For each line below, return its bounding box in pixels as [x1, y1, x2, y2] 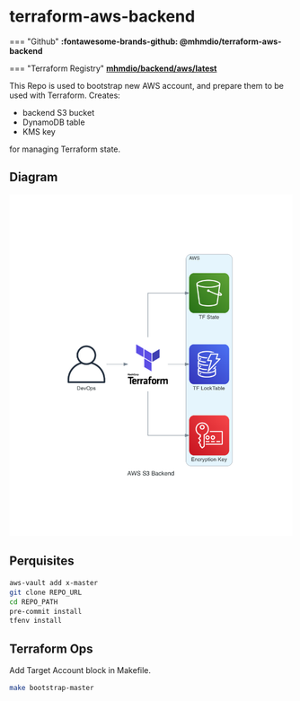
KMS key [22, 126, 56, 136]
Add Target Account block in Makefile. [9, 665, 151, 676]
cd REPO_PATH [9, 597, 58, 607]
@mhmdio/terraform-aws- [179, 36, 282, 47]
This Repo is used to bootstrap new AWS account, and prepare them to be [9, 80, 285, 91]
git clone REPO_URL [9, 588, 83, 597]
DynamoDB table [22, 117, 85, 127]
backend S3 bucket [22, 107, 95, 118]
